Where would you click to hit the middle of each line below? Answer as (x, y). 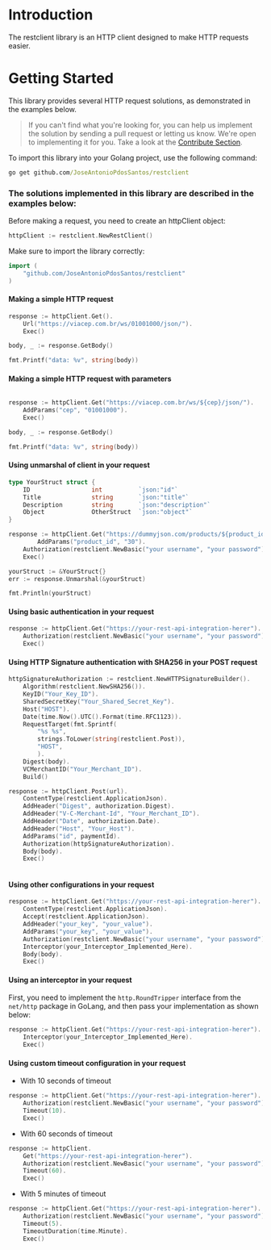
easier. (19, 45)
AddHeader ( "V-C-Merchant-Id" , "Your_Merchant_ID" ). (111, 814)
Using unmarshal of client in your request (79, 465)
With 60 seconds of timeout (66, 1133)
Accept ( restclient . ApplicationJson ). (86, 917)
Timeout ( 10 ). (45, 1111)
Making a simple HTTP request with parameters (90, 378)
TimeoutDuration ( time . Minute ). (75, 1231)
